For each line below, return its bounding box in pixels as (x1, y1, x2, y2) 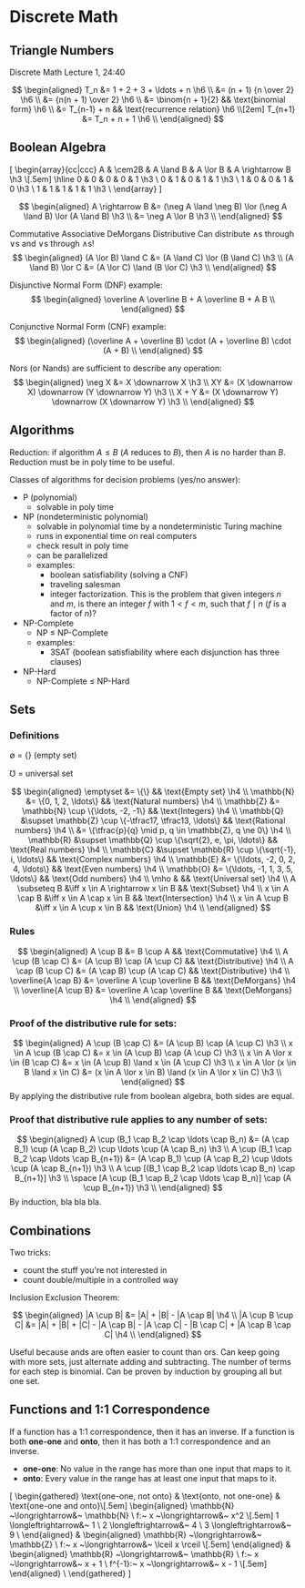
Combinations (9, 1223, 91, 1238)
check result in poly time (36, 540, 129, 551)
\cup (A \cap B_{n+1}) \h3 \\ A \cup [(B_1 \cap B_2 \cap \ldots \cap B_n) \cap (10, 1163, 296, 1174)
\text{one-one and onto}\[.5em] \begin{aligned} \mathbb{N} (9, 1500, 235, 1511)
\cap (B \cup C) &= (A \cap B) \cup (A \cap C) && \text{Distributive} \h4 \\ (15, 965, 290, 976)
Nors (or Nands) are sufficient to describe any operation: (9, 362, 223, 373)
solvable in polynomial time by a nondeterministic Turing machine (36, 521, 282, 532)
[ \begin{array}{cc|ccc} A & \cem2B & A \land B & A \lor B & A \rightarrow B (9, 164, 291, 175)
